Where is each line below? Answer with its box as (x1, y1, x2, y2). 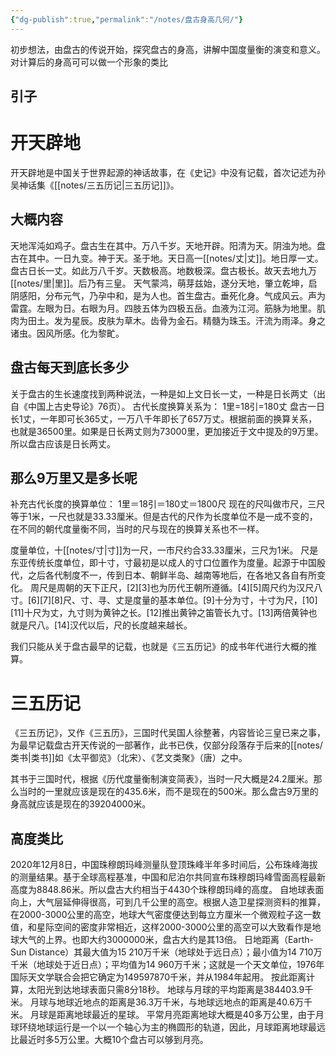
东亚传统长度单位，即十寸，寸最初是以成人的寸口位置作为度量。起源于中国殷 (10, 557, 326, 569)
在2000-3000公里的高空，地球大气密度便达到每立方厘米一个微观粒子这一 (10, 909, 313, 921)
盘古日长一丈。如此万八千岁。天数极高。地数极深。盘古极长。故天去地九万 (10, 264, 317, 276)
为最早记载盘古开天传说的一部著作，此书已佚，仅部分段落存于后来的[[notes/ (10, 739, 323, 751)
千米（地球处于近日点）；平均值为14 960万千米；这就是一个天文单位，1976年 (10, 959, 325, 971)
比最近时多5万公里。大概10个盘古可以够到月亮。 (10, 1034, 209, 1046)
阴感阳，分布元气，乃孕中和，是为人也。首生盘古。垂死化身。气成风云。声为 (10, 289, 326, 301)
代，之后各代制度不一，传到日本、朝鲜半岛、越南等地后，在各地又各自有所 (10, 569, 317, 581)
